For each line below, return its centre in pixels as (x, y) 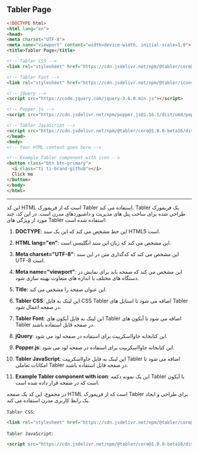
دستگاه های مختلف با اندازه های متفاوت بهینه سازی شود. (77, 278)
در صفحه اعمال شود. (38, 307)
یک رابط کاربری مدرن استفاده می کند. (48, 400)
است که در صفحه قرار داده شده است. (57, 382)
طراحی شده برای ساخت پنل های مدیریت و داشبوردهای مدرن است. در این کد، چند (96, 213)
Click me (23, 175)
